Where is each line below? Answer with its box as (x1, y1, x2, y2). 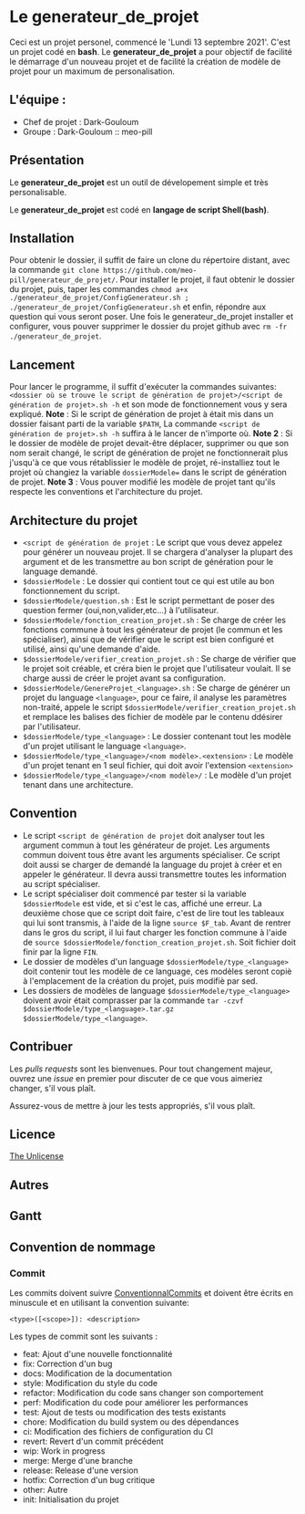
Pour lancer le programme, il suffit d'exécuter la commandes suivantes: (9, 381, 277, 392)
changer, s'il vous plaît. (9, 1082, 97, 1093)
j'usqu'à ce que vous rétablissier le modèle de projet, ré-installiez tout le (9, 457, 280, 468)
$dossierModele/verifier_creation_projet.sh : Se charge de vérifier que (22, 653, 297, 663)
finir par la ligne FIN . (22, 946, 98, 957)
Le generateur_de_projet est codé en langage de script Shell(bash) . (9, 204, 269, 215)
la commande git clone (9, 265, 100, 276)
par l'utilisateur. (22, 721, 81, 732)
